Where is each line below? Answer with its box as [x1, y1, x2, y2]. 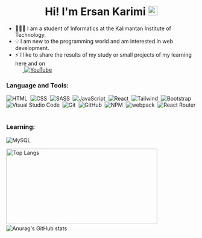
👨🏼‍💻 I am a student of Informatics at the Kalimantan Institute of [14, 25, 172, 32]
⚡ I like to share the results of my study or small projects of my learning [14, 51, 192, 58]
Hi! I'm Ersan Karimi [45, 5, 146, 19]
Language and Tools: [6, 81, 69, 89]
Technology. [14, 31, 46, 38]
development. [14, 44, 49, 51]
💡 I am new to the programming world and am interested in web [14, 37, 174, 45]
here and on [14, 60, 45, 67]
